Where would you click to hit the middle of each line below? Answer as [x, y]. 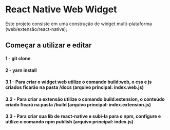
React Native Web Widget [61, 10]
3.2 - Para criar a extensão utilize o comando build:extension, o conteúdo [85, 99]
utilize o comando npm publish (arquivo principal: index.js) [69, 122]
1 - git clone [18, 58]
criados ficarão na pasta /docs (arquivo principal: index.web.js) [74, 87]
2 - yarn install [21, 70]
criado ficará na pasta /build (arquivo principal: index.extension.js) [78, 104]
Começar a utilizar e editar [49, 45]
